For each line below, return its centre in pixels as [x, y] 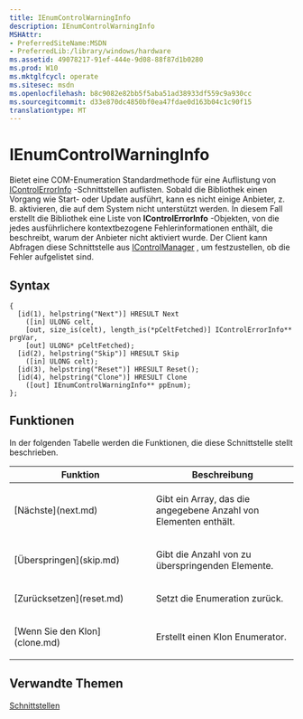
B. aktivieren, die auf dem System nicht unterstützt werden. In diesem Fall [146, 209]
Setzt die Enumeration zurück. [220, 598]
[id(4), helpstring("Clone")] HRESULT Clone [102, 377]
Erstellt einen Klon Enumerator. [221, 637]
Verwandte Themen [66, 684]
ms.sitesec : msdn [42, 85]
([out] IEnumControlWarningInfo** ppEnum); [109, 385]
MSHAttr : [26, 34]
